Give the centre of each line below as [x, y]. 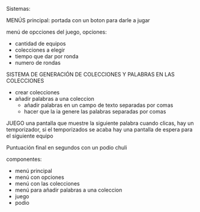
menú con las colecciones [47, 183]
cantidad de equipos [40, 44]
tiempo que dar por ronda [47, 56]
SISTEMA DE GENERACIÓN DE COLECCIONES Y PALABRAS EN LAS [91, 74]
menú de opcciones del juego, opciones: [56, 32]
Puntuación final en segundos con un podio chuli [67, 147]
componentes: [24, 159]
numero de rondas [38, 63]
